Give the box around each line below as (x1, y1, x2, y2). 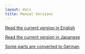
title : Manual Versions (5, 12, 53, 16)
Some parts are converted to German (5, 43, 80, 49)
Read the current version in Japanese (5, 34, 80, 40)
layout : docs (5, 7, 32, 12)
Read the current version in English (5, 25, 75, 30)
